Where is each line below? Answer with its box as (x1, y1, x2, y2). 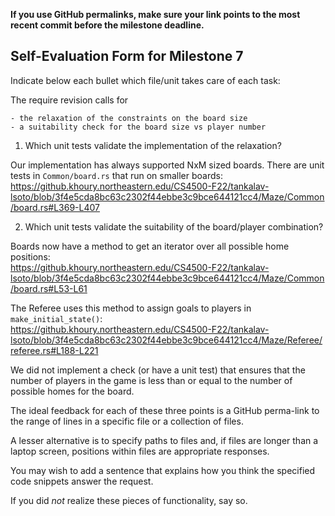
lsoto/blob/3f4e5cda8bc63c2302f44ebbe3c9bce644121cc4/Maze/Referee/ (10, 334, 323, 346)
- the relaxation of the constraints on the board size (10, 113, 248, 123)
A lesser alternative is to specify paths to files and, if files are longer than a (10, 434, 319, 446)
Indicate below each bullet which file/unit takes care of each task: (10, 74, 281, 86)
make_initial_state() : (10, 312, 103, 324)
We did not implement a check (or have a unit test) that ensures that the (10, 364, 306, 376)
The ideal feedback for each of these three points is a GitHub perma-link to (10, 404, 320, 416)
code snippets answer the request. (10, 475, 154, 487)
